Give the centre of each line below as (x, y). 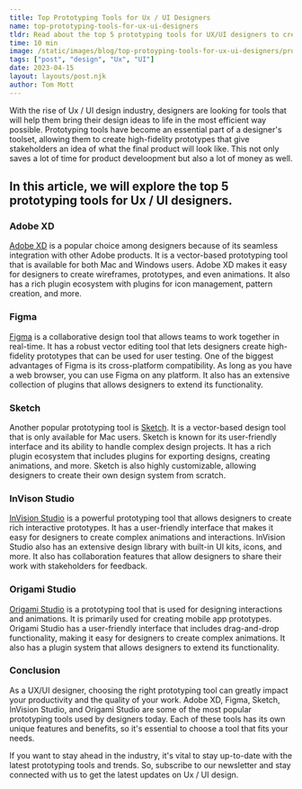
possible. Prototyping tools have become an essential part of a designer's (146, 129)
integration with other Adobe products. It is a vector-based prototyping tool (149, 255)
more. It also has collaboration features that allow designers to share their (146, 557)
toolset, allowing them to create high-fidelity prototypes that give (129, 139)
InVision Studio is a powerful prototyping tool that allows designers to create (151, 518)
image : (22, 51)
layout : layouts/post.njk (58, 77)
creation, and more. (46, 294)
